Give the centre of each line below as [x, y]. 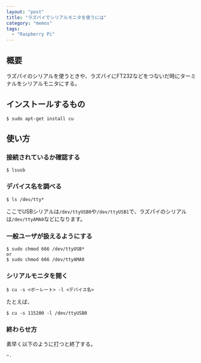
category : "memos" [29, 23]
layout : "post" [25, 12]
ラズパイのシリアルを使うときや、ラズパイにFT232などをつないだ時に [93, 75]
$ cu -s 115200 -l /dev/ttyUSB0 [47, 313]
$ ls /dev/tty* [25, 199]
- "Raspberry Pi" [33, 34]
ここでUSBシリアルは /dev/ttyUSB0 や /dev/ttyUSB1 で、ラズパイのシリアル [97, 211]
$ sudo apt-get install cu [40, 118]
